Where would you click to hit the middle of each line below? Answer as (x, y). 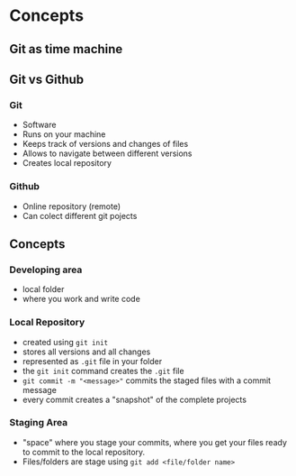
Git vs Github (47, 79)
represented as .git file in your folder (92, 361)
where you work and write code (81, 299)
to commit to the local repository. (84, 452)
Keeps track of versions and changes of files (105, 144)
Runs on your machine (64, 134)
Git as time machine (66, 49)
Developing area (46, 270)
